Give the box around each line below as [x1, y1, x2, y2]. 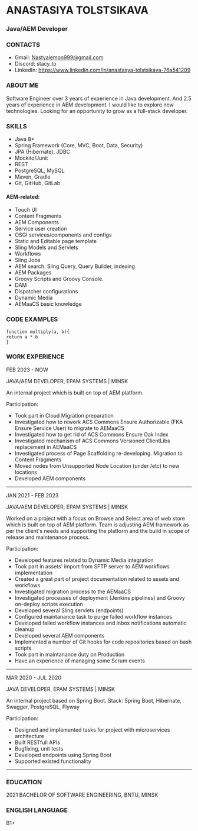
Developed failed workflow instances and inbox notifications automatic [14, 619, 187, 626]
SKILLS [6, 122, 28, 130]
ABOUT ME [6, 81, 39, 89]
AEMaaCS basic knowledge [14, 300, 82, 308]
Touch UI [14, 206, 37, 214]
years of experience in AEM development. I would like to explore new [6, 101, 174, 108]
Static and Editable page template [14, 238, 97, 245]
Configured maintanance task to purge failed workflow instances [14, 613, 173, 620]
